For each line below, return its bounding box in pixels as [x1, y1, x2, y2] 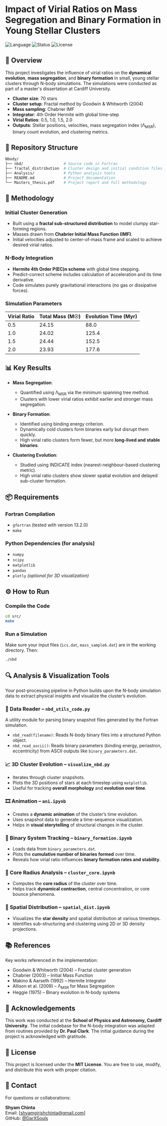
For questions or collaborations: [5, 1094, 71, 1101]
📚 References [5, 941, 51, 950]
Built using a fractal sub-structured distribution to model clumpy [12, 221, 148, 227]
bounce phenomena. [12, 891, 56, 897]
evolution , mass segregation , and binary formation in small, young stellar [5, 75, 159, 81]
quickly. [20, 432, 37, 438]
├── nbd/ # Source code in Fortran [5, 161, 118, 167]
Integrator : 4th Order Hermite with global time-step [12, 111, 119, 117]
